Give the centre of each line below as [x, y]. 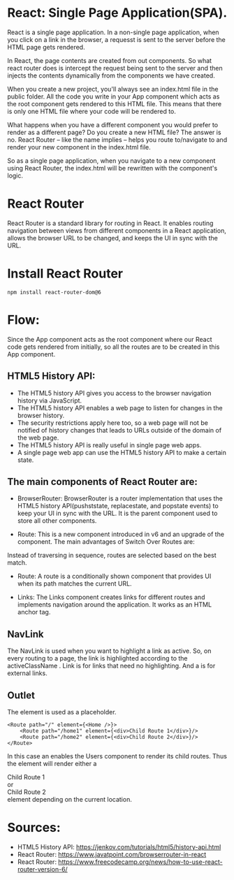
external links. [27, 673]
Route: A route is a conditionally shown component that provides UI [114, 576]
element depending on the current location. [70, 799]
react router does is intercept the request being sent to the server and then [115, 68]
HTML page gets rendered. [46, 47]
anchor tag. [34, 612]
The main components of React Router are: [102, 481]
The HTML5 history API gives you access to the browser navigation [114, 393]
